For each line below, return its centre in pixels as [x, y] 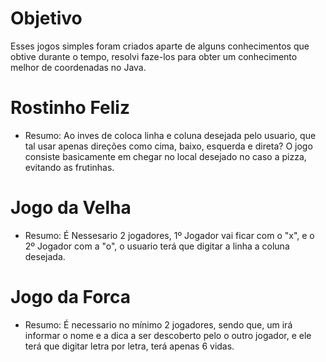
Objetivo [46, 18]
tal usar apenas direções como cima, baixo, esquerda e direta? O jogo [168, 146]
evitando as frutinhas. [69, 167]
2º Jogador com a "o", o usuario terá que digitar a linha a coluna [157, 246]
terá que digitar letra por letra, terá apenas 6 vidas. [129, 346]
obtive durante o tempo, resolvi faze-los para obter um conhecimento [154, 56]
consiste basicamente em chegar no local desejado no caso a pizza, [165, 156]
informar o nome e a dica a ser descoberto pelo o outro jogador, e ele [168, 335]
